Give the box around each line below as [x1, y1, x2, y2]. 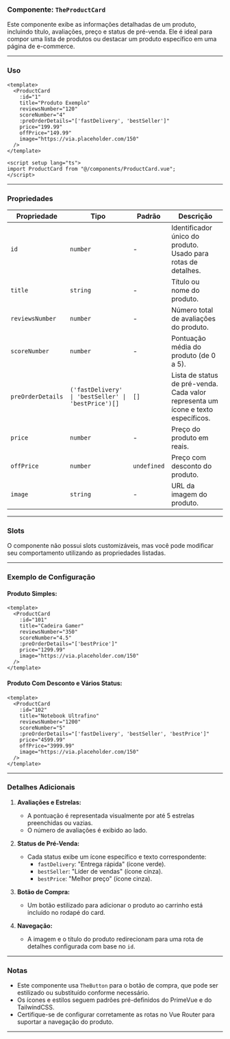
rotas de [170, 257, 199, 267]
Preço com [170, 453, 207, 462]
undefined [132, 462, 165, 470]
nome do [170, 285, 200, 295]
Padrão [136, 211, 161, 221]
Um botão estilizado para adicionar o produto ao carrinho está [27, 900, 203, 909]
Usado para [170, 248, 209, 258]
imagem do [170, 489, 207, 499]
